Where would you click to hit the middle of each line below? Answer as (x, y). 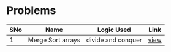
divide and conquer (114, 40)
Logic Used (114, 30)
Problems (31, 11)
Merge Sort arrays (54, 40)
